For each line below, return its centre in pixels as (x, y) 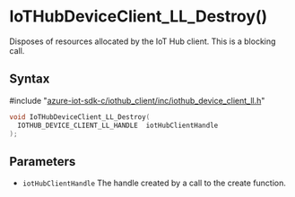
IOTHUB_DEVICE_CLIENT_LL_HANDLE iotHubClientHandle (118, 125)
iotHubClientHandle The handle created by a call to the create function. (154, 183)
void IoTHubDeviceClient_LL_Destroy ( (80, 117)
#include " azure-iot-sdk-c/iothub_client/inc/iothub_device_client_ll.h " (137, 100)
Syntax (30, 79)
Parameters (43, 162)
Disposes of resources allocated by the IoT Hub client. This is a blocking (143, 41)
